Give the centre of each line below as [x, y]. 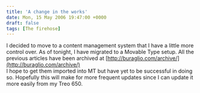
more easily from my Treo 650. [44, 84]
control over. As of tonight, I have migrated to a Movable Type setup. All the [100, 52]
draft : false [23, 23]
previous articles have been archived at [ [57, 58]
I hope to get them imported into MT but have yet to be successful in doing [99, 71]
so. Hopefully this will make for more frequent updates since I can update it [100, 77]
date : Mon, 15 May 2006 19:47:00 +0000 [56, 17]
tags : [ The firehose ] [34, 28]
